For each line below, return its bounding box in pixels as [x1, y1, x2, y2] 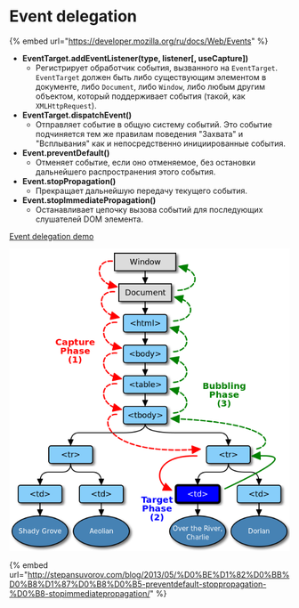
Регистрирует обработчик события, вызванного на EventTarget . [35, 62, 279, 73]
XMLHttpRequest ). [35, 100, 97, 110]
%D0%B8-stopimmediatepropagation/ [9, 588, 150, 599]
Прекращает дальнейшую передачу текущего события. [35, 185, 247, 196]
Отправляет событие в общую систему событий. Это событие [35, 118, 273, 130]
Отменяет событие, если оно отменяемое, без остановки [35, 157, 256, 167]
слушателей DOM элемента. [35, 214, 144, 224]
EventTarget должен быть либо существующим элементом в [35, 71, 267, 82]
